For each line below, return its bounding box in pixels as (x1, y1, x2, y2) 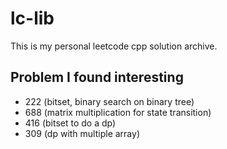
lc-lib (10, 7, 55, 30)
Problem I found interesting (10, 69, 184, 86)
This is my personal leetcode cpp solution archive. (10, 40, 218, 52)
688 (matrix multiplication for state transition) (24, 106, 212, 118)
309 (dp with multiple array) (24, 127, 140, 139)
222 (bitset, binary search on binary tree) (24, 95, 195, 107)
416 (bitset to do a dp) (24, 117, 117, 129)
